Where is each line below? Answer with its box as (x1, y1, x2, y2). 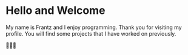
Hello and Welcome (5, 4, 106, 18)
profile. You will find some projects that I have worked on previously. (5, 30, 176, 37)
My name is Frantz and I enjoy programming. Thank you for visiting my (5, 24, 183, 31)
